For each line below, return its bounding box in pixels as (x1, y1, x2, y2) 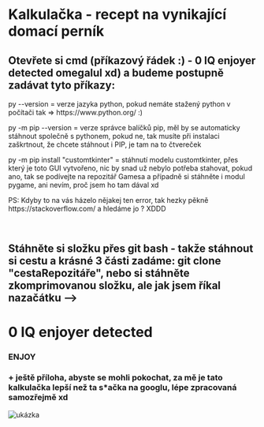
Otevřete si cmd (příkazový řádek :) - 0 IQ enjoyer (8, 54, 256, 67)
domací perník (8, 22, 105, 40)
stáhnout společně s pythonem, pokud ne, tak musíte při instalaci (8, 132, 220, 140)
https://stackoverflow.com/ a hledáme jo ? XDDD (8, 204, 167, 213)
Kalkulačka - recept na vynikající (8, 6, 227, 24)
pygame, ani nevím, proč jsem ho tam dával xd (8, 180, 159, 189)
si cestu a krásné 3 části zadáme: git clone (8, 254, 221, 268)
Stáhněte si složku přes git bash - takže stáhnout (8, 242, 254, 256)
